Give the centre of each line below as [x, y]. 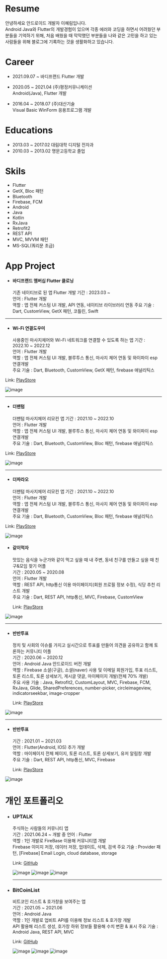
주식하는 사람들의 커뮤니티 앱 [40, 828]
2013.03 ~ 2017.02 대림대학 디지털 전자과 [53, 145]
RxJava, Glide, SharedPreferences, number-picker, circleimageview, [82, 688]
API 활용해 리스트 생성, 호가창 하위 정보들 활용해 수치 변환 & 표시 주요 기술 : [85, 926]
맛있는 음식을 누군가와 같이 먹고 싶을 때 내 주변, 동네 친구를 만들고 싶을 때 [83, 560]
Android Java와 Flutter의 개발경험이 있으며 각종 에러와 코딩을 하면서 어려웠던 [80, 29]
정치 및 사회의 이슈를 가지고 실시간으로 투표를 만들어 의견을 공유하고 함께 [83, 645]
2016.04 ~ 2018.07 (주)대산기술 [43, 104]
